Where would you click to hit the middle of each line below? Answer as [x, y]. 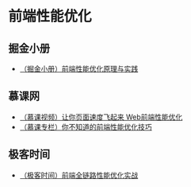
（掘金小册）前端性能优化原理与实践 [79, 69]
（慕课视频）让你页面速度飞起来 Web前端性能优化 [101, 117]
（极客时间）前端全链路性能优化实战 [79, 175]
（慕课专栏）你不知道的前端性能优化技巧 [86, 127]
